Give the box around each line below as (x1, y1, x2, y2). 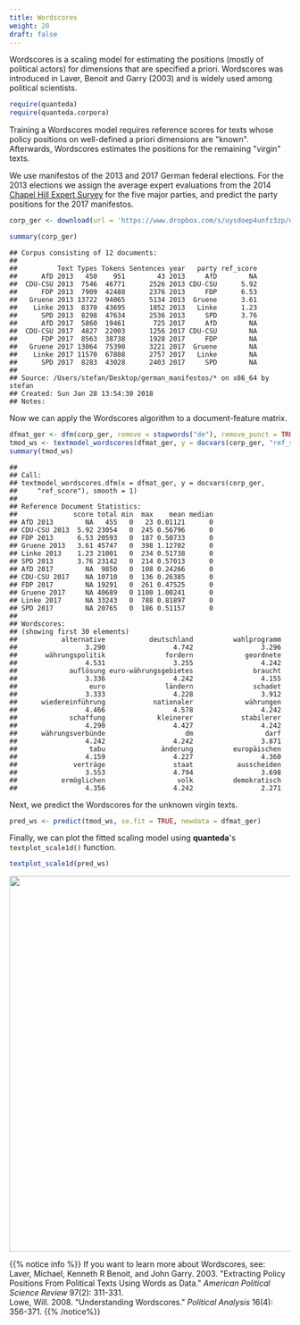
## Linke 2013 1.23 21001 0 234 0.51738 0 (9, 549, 214, 558)
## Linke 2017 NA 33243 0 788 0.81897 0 (9, 595, 214, 604)
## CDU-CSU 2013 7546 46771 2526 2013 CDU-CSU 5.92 (9, 279, 257, 289)
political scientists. (9, 82, 78, 94)
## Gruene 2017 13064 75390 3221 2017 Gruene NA (9, 342, 257, 351)
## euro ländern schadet (9, 681, 281, 691)
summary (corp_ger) (9, 232, 78, 241)
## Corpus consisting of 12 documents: (9, 248, 158, 257)
